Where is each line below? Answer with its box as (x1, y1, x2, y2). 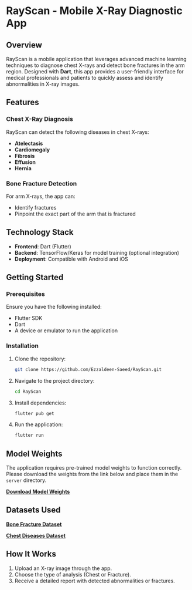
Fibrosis (14, 152, 35, 159)
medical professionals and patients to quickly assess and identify (6, 75, 163, 81)
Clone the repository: (14, 355, 66, 362)
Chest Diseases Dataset (6, 532, 66, 539)
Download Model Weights (6, 488, 70, 495)
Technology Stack (6, 227, 74, 237)
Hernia (14, 164, 32, 171)
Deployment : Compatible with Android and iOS (14, 255, 129, 262)
